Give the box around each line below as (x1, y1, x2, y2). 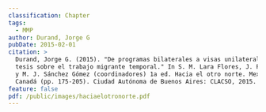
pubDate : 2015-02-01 (8, 41, 77, 49)
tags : (8, 19, 26, 27)
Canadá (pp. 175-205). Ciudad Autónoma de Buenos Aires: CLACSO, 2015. (15, 77, 257, 85)
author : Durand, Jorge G (8, 33, 90, 42)
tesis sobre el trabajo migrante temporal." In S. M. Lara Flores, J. (15, 63, 253, 71)
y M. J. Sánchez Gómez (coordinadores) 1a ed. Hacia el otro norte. (15, 70, 246, 78)
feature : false (8, 84, 59, 93)
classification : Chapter (8, 11, 90, 20)
